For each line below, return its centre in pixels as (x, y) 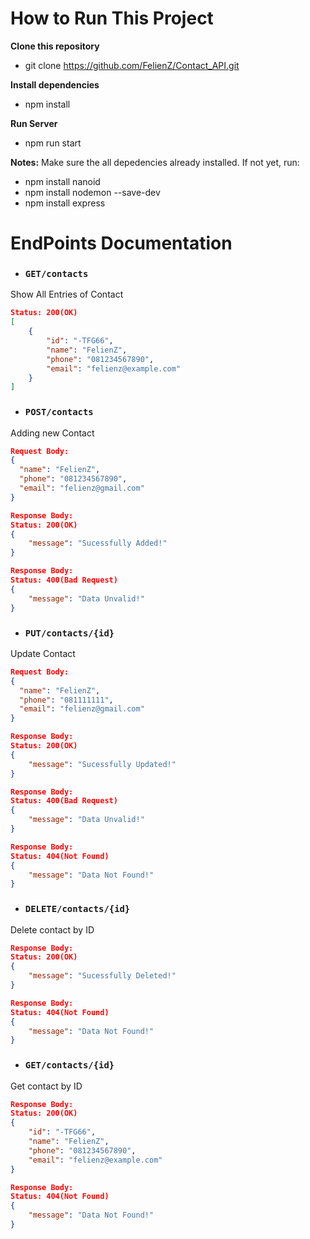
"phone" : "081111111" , (66, 700)
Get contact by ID (46, 1086)
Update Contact (43, 653)
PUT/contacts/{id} (69, 633)
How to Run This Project (112, 18)
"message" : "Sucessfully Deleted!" (102, 976)
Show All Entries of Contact (67, 294)
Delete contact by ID (52, 929)
